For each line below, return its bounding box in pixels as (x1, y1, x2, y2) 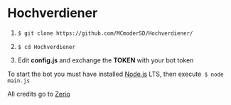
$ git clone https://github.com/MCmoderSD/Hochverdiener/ (17, 30, 193, 37)
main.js (7, 77, 31, 84)
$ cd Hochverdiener (17, 43, 76, 50)
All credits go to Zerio (7, 89, 71, 98)
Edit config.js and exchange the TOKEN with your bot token (17, 55, 194, 65)
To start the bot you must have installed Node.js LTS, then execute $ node (7, 70, 224, 78)
